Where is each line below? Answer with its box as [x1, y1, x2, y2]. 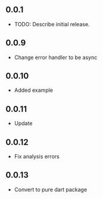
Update [14, 120, 33, 127]
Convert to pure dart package [14, 186, 88, 193]
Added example [14, 86, 54, 94]
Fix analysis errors [14, 153, 60, 160]
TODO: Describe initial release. [14, 20, 90, 27]
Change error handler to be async [14, 54, 98, 61]
